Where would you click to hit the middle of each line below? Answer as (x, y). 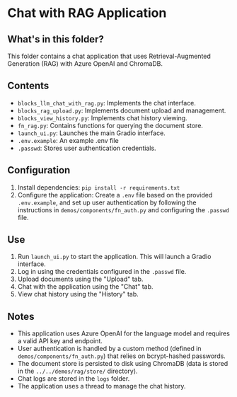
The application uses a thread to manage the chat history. (102, 386)
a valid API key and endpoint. (60, 341)
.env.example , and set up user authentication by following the (107, 202)
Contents (28, 86)
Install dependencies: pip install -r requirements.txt (99, 187)
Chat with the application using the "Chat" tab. (85, 287)
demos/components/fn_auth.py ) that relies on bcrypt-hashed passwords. (122, 356)
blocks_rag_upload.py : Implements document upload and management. (122, 110)
